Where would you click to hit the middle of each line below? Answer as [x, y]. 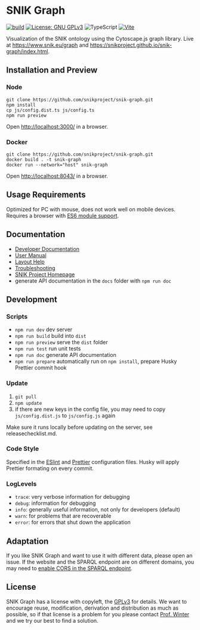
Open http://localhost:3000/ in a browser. [57, 126]
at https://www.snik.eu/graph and [47, 45]
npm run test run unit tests [48, 349]
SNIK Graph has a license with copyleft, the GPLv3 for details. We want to [96, 601]
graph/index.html [27, 51]
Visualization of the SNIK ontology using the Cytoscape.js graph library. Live [100, 38]
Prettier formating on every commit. [50, 468]
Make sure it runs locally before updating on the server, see [79, 427]
